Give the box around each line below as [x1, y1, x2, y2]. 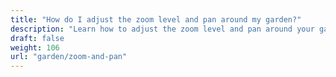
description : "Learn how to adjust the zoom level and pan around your [10, 24, 315, 34]
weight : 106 [10, 42, 60, 53]
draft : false [10, 33, 65, 43]
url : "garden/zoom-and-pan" [10, 52, 128, 62]
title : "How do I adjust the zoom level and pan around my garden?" [10, 14, 302, 25]
